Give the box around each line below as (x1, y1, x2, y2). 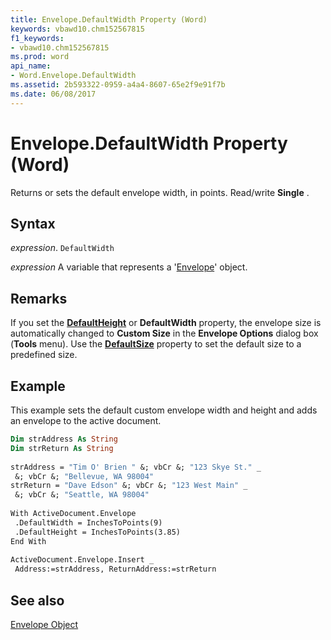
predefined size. (10, 349, 78, 361)
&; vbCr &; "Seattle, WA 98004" (14, 490, 150, 500)
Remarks (10, 290, 68, 307)
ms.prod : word (10, 52, 70, 62)
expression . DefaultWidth (10, 242, 115, 254)
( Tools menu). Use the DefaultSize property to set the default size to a (10, 338, 302, 350)
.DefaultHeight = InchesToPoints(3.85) (14, 527, 182, 537)
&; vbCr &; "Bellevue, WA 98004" (14, 471, 155, 481)
